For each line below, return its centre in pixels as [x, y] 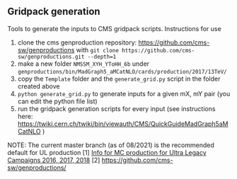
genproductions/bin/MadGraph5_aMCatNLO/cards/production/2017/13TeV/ [122, 71]
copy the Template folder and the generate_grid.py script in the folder [119, 79]
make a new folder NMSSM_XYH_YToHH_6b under [83, 64]
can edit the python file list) [57, 101]
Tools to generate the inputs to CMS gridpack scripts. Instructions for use [114, 28]
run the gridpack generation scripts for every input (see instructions [116, 108]
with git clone [97, 50]
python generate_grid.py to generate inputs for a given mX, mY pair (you [124, 93]
